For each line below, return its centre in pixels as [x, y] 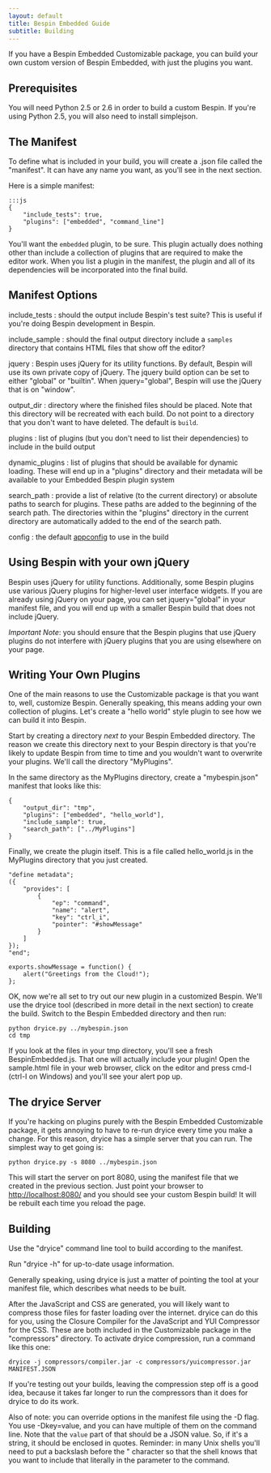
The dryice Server [55, 1102]
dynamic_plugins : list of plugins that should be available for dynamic [123, 462]
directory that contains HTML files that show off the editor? [107, 348]
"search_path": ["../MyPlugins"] [79, 829]
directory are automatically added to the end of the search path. [115, 521]
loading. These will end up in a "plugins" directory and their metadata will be [135, 470]
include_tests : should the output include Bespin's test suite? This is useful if [135, 315]
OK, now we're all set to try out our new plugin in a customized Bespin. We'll [135, 996]
